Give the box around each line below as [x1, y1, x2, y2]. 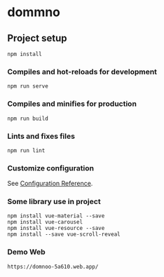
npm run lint [7, 147, 46, 154]
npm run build [7, 115, 49, 122]
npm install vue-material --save [7, 212, 105, 219]
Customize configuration [7, 163, 95, 173]
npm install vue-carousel [7, 219, 83, 226]
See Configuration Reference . [7, 180, 93, 188]
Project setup [7, 32, 68, 44]
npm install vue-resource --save [7, 225, 105, 232]
